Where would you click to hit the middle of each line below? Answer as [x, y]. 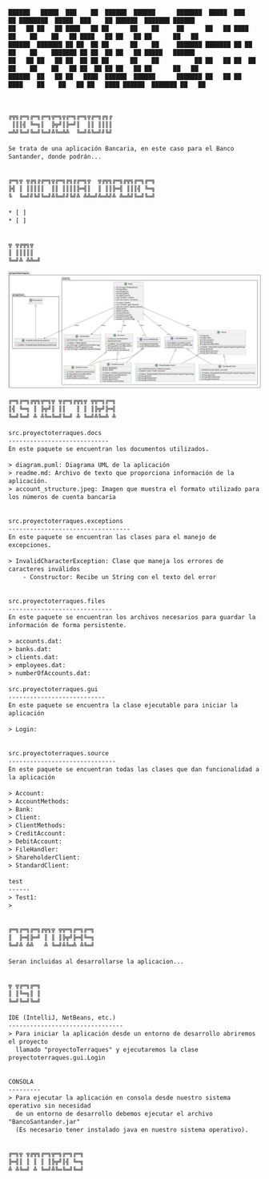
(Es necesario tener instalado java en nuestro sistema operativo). [132, 1129]
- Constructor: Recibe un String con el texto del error [120, 577]
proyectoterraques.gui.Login [57, 1057]
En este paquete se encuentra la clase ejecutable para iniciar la [123, 705]
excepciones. [30, 545]
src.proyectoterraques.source [59, 753]
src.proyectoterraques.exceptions [66, 521]
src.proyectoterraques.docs [55, 433]
